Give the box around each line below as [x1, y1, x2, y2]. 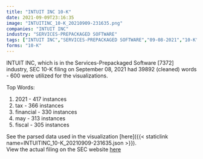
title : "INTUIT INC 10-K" [6, 8, 71, 15]
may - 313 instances [14, 114, 66, 122]
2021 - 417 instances [14, 95, 67, 103]
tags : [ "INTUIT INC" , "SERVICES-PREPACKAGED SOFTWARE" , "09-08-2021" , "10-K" [6, 37, 199, 43]
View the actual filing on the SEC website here [6, 146, 121, 153]
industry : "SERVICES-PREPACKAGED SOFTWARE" [6, 31, 118, 37]
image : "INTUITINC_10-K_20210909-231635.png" [6, 20, 123, 26]
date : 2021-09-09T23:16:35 [6, 15, 74, 21]
